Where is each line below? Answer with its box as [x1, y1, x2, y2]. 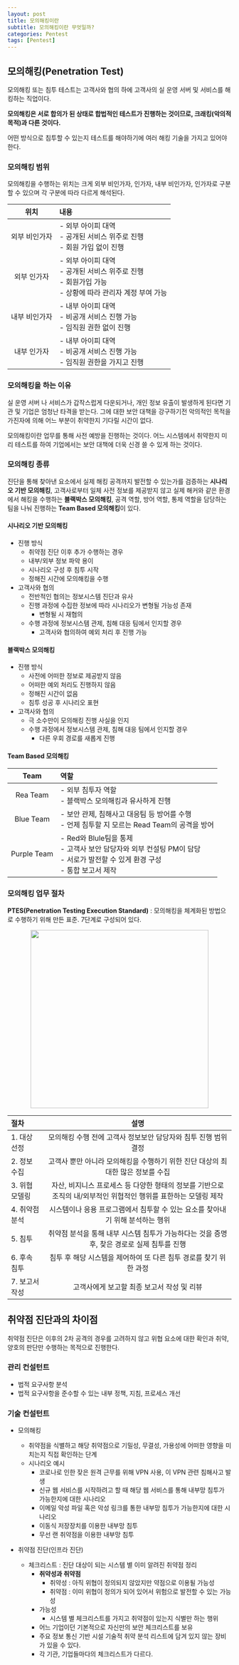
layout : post [7, 10, 46, 18]
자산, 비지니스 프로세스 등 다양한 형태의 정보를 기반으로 [51, 1180, 224, 1190]
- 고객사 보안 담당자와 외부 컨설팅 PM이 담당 [60, 844, 201, 854]
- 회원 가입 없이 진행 [59, 242, 124, 252]
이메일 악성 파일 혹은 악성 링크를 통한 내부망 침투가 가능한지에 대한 [38, 1504, 223, 1512]
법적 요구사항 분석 [17, 1380, 68, 1388]
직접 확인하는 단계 [47, 1450, 97, 1459]
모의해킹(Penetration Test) [7, 65, 124, 77]
